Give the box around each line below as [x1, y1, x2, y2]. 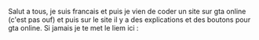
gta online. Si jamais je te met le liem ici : [8, 24, 139, 32]
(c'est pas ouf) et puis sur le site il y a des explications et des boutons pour [8, 15, 251, 24]
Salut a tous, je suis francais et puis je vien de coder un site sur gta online [8, 7, 246, 16]
